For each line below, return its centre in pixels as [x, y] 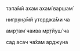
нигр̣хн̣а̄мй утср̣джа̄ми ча [38, 19]
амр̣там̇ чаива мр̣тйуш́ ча [38, 31]
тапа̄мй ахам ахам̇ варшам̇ [40, 8]
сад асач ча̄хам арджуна [37, 42]
